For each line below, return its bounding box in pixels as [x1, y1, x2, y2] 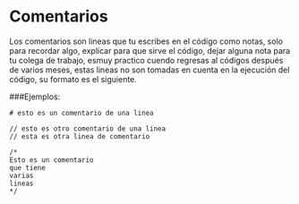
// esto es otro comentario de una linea [9, 123, 167, 133]
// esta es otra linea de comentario [9, 132, 150, 140]
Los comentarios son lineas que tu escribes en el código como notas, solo [9, 36, 284, 47]
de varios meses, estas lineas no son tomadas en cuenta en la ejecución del [9, 64, 290, 75]
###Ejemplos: [9, 91, 61, 102]
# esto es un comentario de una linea [9, 108, 154, 117]
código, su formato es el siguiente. [9, 73, 137, 84]
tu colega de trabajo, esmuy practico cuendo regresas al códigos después [9, 55, 284, 65]
